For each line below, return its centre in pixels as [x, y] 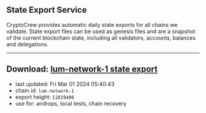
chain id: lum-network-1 [45, 90]
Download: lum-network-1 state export [82, 69]
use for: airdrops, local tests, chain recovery [71, 103]
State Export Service [47, 10]
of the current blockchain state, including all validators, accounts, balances [101, 38]
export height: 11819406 [45, 97]
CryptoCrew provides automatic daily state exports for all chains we [92, 24]
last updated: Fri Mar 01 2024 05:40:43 [65, 84]
